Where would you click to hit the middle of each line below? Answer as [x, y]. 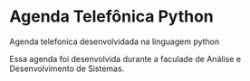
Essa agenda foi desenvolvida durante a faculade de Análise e [125, 58]
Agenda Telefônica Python [112, 17]
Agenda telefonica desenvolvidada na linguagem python [115, 41]
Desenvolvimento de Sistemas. [67, 68]
